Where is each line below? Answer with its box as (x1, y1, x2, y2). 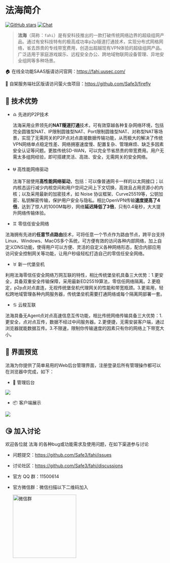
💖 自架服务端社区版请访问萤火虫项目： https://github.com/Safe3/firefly (5, 81, 151, 87)
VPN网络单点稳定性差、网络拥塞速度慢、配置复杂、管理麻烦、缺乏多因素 (12, 141, 164, 147)
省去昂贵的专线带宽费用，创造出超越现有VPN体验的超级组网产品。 (26, 45, 164, 51)
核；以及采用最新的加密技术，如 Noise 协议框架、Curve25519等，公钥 (12, 191, 159, 197)
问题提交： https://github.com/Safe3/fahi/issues (12, 452, 112, 458)
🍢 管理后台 (12, 379, 35, 385)
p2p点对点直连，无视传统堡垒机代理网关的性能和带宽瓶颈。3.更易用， (14, 284, 159, 290)
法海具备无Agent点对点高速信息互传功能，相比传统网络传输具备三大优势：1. (5, 312, 163, 318)
